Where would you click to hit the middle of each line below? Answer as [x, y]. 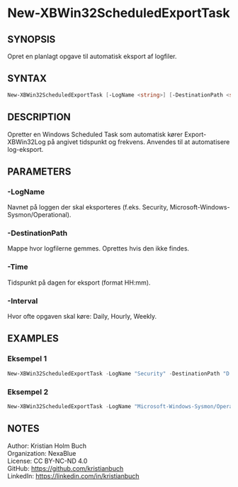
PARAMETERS [39, 171]
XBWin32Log [27, 142]
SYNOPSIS [32, 39]
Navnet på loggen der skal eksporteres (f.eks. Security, [88, 207]
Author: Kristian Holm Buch [47, 446]
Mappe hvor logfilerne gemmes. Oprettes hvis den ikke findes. [98, 248]
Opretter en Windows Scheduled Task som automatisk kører [95, 134]
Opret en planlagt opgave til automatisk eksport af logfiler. [92, 56]
